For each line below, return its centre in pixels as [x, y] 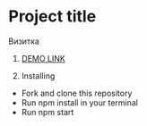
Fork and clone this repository [77, 93]
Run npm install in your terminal [79, 102]
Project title [52, 17]
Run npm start [48, 112]
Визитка [24, 41]
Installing [38, 76]
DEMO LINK [43, 58]
